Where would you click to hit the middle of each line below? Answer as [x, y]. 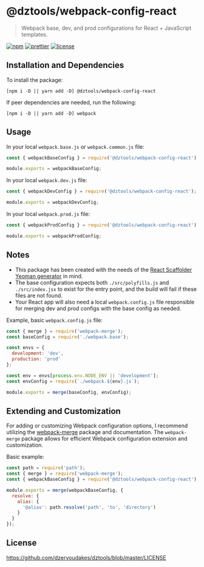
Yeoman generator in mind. [49, 276]
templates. [34, 34]
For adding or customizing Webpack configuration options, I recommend [97, 426]
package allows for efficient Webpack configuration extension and [104, 439]
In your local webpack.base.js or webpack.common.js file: [75, 146]
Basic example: [25, 457]
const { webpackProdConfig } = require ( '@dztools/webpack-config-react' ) [102, 225]
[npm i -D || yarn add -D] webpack [51, 114]
